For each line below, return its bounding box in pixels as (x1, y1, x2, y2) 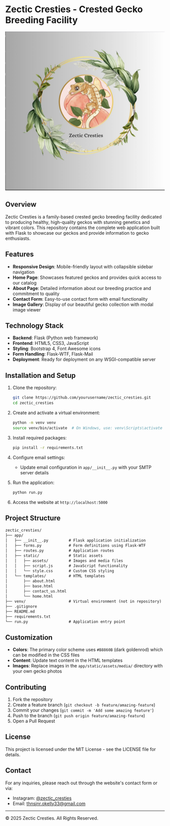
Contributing (5, 683, 47, 691)
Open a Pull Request (12, 718, 56, 724)
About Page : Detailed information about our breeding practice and (12, 285, 151, 291)
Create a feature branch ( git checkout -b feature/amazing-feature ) (12, 702, 156, 708)
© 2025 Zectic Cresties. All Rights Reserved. (5, 815, 99, 821)
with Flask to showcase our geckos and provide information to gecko (5, 230, 149, 236)
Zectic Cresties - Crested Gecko (5, 4, 143, 15)
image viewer (12, 306, 41, 313)
